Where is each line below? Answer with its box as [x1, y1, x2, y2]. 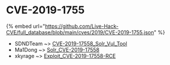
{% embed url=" [6, 23, 46, 30]
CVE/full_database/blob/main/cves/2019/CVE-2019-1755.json [6, 28, 154, 35]
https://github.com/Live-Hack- [45, 23, 119, 30]
